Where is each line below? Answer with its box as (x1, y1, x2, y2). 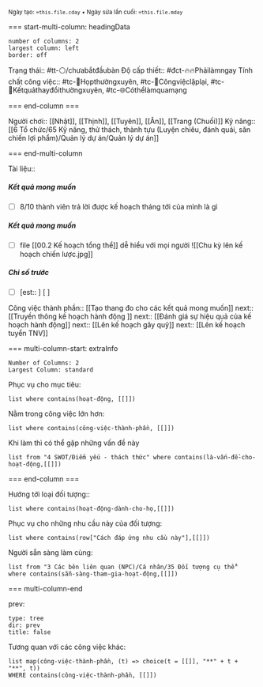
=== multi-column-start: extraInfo (8, 344, 118, 353)
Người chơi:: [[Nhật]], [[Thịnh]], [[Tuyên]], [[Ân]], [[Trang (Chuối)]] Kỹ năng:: (8, 116, 256, 126)
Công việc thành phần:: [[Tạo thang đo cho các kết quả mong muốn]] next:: (8, 304, 254, 313)
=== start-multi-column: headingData (8, 22, 130, 32)
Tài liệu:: (8, 164, 36, 173)
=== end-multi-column (8, 149, 83, 158)
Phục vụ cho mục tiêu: (8, 380, 81, 390)
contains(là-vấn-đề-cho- (174, 454, 257, 462)
